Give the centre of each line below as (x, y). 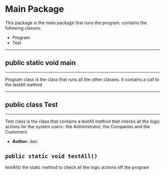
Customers (16, 132)
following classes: (23, 28)
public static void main (41, 63)
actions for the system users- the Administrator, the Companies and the (78, 126)
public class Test (31, 105)
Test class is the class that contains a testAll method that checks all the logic (82, 121)
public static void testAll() (51, 156)
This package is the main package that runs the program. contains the (76, 23)
